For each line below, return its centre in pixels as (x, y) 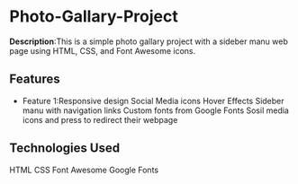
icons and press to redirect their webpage (100, 119)
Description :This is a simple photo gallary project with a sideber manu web (149, 41)
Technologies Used (64, 149)
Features (35, 79)
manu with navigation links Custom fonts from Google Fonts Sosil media (156, 110)
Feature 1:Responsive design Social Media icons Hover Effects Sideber (154, 101)
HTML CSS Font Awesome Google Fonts (84, 170)
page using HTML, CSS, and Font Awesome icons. (103, 50)
